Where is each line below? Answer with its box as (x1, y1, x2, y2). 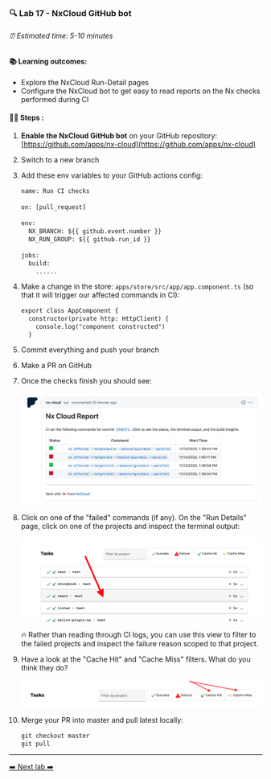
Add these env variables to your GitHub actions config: (20, 170, 203, 180)
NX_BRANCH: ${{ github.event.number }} (28, 227, 162, 236)
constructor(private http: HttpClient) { (28, 314, 170, 322)
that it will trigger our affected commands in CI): (20, 289, 180, 300)
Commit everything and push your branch (20, 345, 159, 355)
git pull (20, 740, 51, 748)
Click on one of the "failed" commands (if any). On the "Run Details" (20, 512, 248, 522)
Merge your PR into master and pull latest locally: (20, 715, 183, 724)
